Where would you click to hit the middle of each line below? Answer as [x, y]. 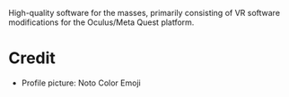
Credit [32, 58]
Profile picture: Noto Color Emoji [81, 83]
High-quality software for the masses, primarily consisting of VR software [144, 13]
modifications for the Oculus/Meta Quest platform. [101, 22]
